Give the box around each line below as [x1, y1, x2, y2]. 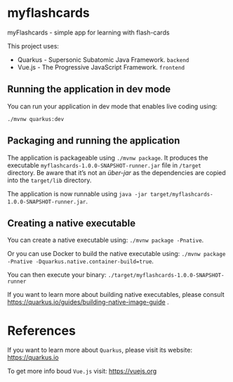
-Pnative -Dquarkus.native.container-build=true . [7, 257, 154, 265]
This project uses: [7, 42, 60, 50]
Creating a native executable [7, 217, 135, 229]
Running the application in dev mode [7, 83, 171, 96]
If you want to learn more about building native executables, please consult [7, 291, 225, 299]
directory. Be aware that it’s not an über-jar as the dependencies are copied [7, 168, 226, 177]
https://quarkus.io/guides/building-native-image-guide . [7, 298, 170, 307]
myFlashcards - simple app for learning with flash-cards [7, 28, 170, 37]
